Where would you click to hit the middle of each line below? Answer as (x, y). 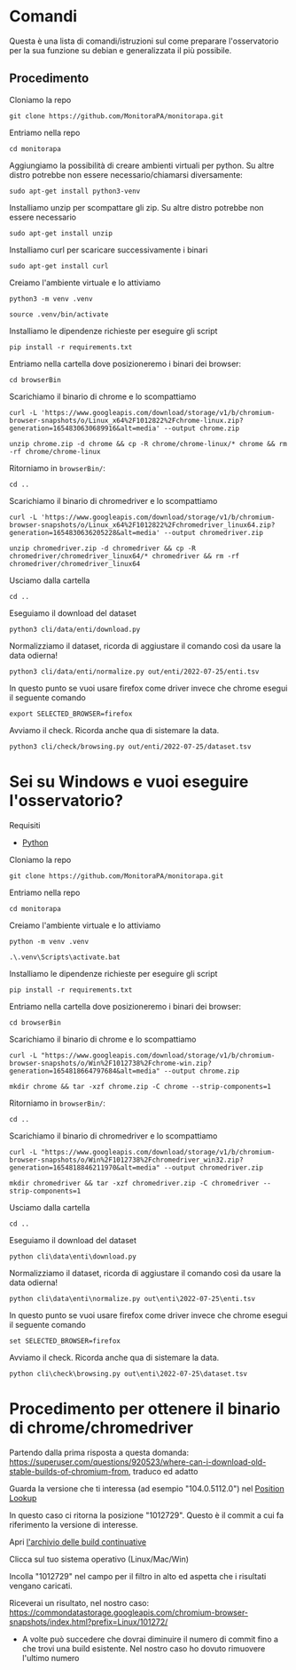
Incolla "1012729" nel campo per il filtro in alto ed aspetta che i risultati (138, 1576)
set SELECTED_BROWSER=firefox (65, 1341)
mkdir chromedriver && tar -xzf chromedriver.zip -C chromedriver (134, 1183)
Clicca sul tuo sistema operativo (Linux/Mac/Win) (99, 1559)
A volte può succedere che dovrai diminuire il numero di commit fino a (150, 1639)
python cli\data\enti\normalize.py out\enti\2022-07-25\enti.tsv (132, 1298)
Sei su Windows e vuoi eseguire (129, 782)
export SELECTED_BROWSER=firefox (71, 714)
